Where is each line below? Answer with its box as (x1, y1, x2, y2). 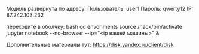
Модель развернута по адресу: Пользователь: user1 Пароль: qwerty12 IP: (6, 5, 194, 12)
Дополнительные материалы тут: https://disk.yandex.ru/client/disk (6, 41, 174, 48)
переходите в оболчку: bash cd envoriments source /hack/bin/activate (6, 23, 182, 30)
